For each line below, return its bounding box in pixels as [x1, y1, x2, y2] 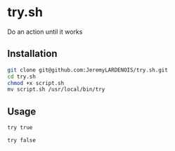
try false [7, 136, 37, 144]
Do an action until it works [7, 27, 83, 36]
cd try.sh [7, 73, 37, 80]
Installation [7, 48, 58, 60]
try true [7, 124, 33, 131]
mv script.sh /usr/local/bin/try [7, 86, 105, 93]
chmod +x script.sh [7, 79, 65, 86]
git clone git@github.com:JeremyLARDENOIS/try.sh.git [7, 66, 169, 74]
